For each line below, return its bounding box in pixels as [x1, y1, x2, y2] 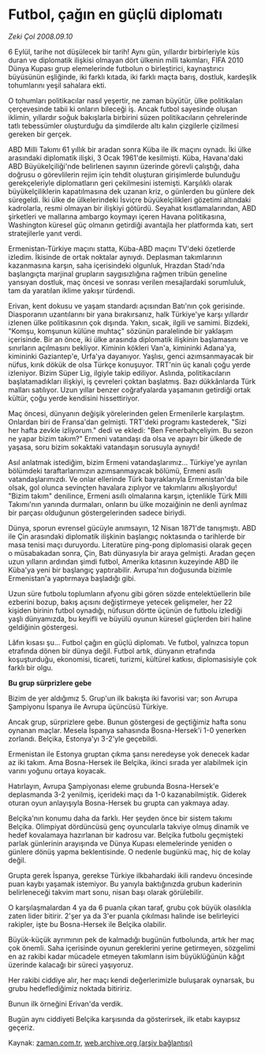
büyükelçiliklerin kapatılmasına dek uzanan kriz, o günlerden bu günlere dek [8, 186, 255, 196]
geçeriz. [8, 1023, 35, 1032]
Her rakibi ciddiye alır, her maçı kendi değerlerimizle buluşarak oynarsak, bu [8, 975, 255, 985]
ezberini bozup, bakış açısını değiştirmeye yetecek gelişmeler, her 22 [8, 597, 233, 606]
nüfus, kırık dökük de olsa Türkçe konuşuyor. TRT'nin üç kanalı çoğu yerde [8, 359, 251, 369]
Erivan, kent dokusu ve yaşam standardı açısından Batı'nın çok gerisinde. [8, 301, 245, 310]
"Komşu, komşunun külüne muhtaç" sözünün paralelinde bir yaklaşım [8, 326, 233, 336]
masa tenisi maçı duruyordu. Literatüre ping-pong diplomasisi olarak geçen [8, 539, 252, 550]
